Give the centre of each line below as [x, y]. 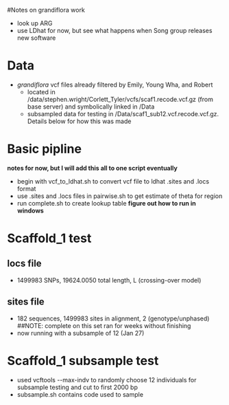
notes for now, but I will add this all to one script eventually [93, 168]
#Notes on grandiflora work [46, 10]
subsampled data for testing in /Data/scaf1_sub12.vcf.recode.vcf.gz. [123, 113]
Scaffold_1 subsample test [83, 361]
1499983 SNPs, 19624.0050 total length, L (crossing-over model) [109, 280]
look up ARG [35, 23]
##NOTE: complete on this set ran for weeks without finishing [104, 325]
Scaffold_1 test [49, 238]
